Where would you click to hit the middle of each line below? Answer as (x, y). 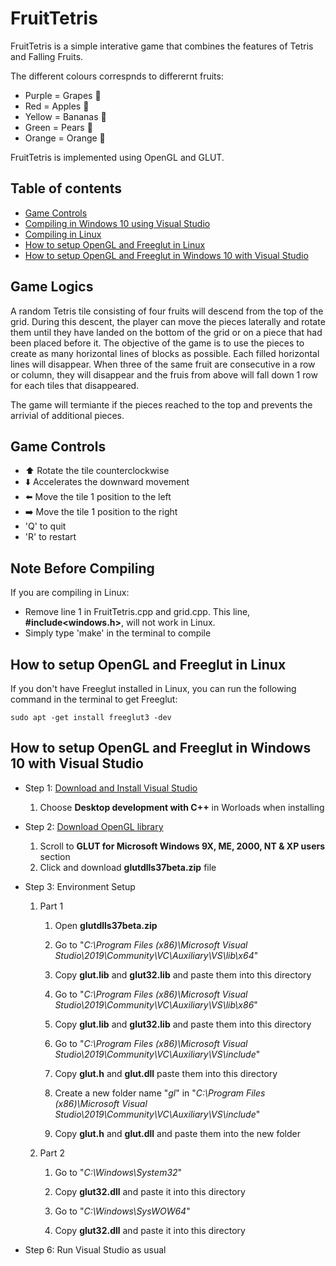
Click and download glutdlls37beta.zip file (128, 867)
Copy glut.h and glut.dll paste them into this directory (166, 1073)
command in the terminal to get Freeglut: (94, 699)
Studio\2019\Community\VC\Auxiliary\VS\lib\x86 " (156, 1004)
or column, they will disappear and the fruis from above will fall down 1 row (164, 374)
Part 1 (51, 906)
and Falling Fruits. (47, 56)
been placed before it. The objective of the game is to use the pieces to (157, 343)
